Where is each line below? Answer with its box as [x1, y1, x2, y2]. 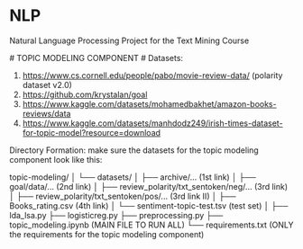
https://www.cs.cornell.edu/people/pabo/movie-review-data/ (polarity [22, 69, 283, 81]
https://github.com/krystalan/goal [22, 89, 148, 100]
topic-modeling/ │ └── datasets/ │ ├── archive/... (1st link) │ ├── [9, 172, 257, 182]
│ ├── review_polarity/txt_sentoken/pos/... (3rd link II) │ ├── [9, 191, 236, 201]
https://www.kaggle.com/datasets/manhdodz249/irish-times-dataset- [22, 118, 283, 129]
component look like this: [9, 154, 103, 165]
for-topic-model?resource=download [22, 127, 161, 138]
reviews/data [22, 108, 71, 119]
